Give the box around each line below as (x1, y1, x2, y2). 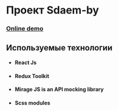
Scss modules (14, 99, 51, 106)
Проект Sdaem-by (6, 4, 99, 17)
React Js (14, 59, 37, 66)
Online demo (6, 25, 44, 33)
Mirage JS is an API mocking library (14, 86, 104, 93)
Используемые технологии (6, 42, 113, 53)
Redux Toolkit (14, 72, 50, 79)
